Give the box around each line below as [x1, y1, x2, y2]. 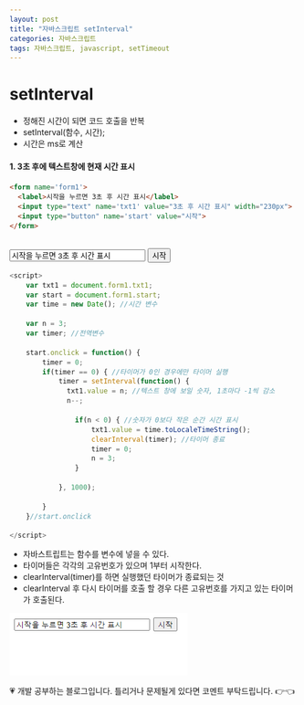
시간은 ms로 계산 [22, 138, 84, 150]
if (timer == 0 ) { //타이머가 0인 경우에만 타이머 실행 [42, 367, 228, 376]
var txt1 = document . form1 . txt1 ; [26, 280, 153, 289]
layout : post [9, 15, 59, 24]
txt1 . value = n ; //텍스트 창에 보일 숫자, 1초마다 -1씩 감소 [67, 386, 276, 396]
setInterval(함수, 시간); [22, 127, 106, 138]
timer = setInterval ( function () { [58, 377, 190, 386]
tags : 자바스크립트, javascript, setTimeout [9, 44, 171, 53]
